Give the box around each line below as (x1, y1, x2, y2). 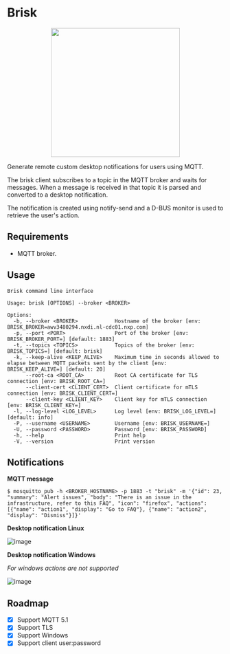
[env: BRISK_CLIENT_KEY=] (7, 402, 81, 408)
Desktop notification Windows (7, 551, 96, 559)
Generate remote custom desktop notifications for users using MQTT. (7, 162, 204, 171)
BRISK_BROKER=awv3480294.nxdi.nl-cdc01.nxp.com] (7, 323, 149, 331)
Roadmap (7, 597, 49, 609)
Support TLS (16, 624, 54, 632)
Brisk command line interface (7, 287, 94, 294)
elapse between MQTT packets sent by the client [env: (7, 360, 168, 367)
